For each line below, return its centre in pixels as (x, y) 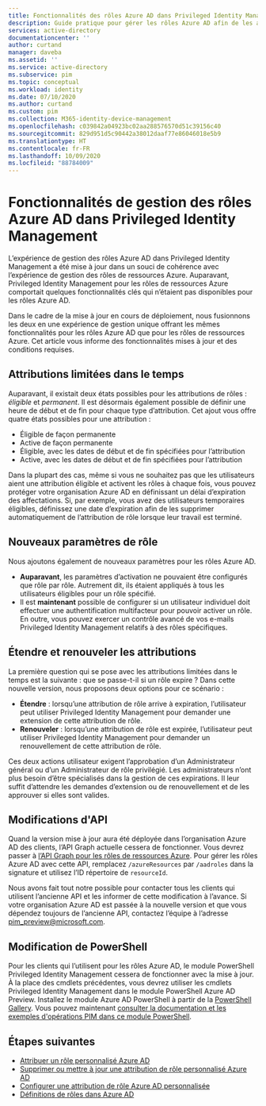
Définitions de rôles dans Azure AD (77, 1094)
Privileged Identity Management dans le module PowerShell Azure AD (122, 991)
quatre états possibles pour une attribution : (80, 418)
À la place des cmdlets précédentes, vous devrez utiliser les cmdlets (120, 983)
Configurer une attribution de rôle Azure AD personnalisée (115, 1085)
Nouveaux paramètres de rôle (83, 542)
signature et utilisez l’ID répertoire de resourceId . (88, 873)
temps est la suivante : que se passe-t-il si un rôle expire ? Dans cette (122, 680)
